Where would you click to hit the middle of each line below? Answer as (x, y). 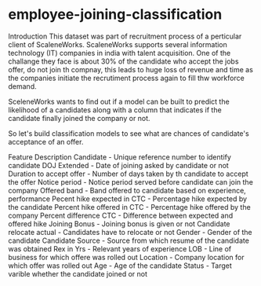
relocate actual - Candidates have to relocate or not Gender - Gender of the (130, 232)
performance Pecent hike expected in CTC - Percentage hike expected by (128, 199)
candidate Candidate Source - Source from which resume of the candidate (129, 240)
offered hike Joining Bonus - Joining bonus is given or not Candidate (119, 224)
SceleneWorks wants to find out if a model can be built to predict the (119, 101)
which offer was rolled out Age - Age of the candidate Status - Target (120, 266)
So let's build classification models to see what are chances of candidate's (129, 133)
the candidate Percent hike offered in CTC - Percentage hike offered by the (129, 207)
